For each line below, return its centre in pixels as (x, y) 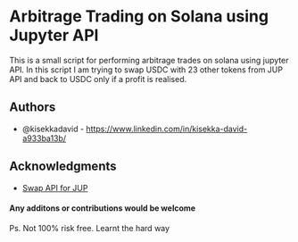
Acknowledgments (63, 167)
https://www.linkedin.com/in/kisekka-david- (167, 129)
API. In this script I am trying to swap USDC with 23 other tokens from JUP (146, 70)
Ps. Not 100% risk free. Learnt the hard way (90, 228)
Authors (33, 108)
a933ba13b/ (44, 138)
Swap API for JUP (55, 188)
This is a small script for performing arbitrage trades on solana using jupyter (149, 60)
